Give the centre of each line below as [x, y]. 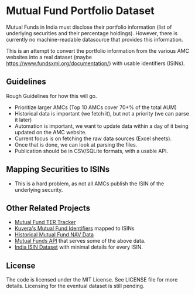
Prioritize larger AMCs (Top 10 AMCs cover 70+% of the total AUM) [95, 107]
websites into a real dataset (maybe [49, 57]
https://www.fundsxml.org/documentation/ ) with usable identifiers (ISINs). [95, 63]
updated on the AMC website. [50, 132]
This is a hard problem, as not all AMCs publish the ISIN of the [89, 184]
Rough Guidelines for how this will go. [52, 96]
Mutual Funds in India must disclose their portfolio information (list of [89, 27]
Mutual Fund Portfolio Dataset [81, 11]
